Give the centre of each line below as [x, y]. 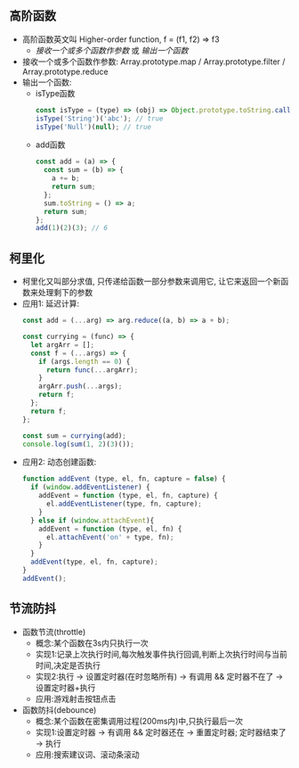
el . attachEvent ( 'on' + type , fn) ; [110, 537]
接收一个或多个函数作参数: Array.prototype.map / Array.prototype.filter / [154, 62]
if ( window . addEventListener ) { [90, 487]
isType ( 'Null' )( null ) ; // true [93, 127]
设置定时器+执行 [65, 687]
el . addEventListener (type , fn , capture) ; [124, 504]
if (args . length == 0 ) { [85, 361]
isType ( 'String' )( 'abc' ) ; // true [99, 119]
